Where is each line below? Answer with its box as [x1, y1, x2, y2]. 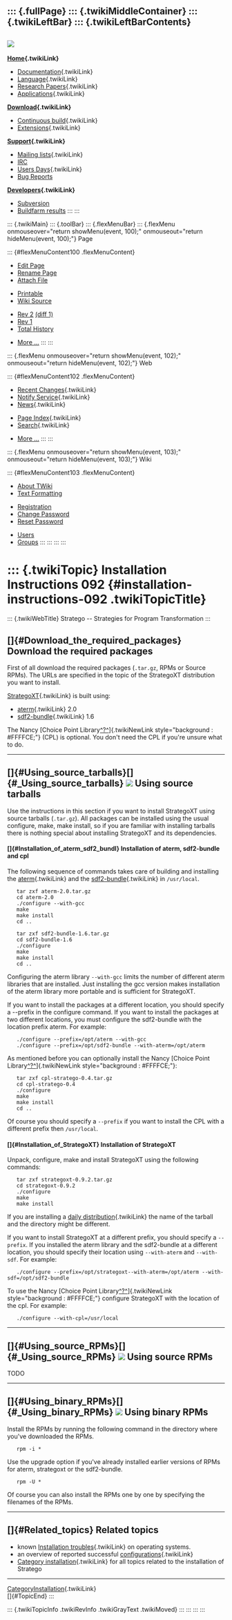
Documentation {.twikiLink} [17, 68, 93, 76]
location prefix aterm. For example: [7, 1022, 107, 1031]
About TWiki [17, 482, 53, 490]
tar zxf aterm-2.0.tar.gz [16, 887, 91, 895]
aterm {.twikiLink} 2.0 [17, 704, 77, 713]
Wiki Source [17, 297, 52, 305]
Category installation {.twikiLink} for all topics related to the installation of [17, 1557, 224, 1565]
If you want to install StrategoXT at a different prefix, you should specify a [7, 1233, 217, 1242]
